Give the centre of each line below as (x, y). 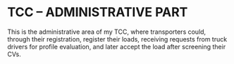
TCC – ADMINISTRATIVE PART (98, 12)
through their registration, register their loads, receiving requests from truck (117, 39)
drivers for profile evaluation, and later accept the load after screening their (117, 46)
